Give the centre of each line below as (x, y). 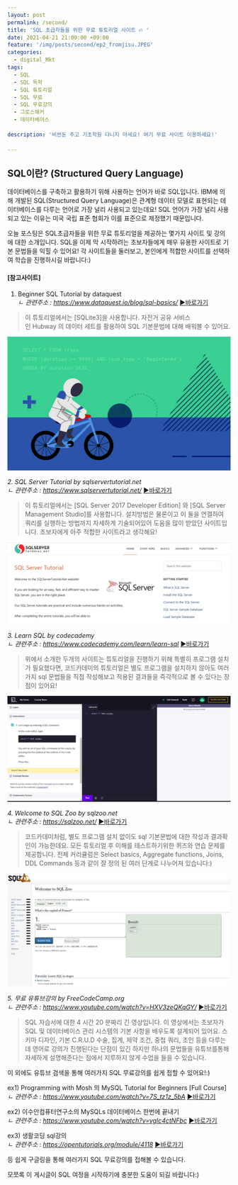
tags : (15, 67)
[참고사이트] (24, 277)
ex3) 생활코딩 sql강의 (37, 1135)
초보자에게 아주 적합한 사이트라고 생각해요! (99, 532)
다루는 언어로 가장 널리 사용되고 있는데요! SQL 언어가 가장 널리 (130, 210)
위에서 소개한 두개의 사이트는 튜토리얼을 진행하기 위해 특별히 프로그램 (120, 659)
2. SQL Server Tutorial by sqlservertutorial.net (74, 482)
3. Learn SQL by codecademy (51, 636)
